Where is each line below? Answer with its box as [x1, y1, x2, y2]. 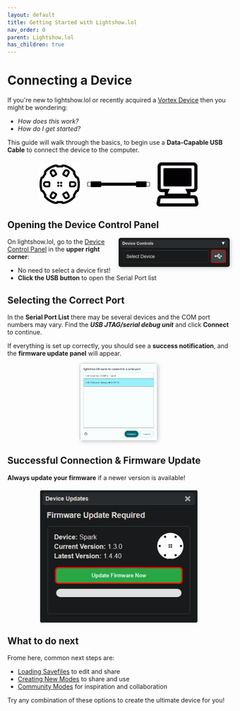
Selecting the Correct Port [7, 294, 125, 306]
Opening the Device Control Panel [7, 219, 160, 231]
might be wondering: [7, 103, 68, 112]
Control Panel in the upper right [7, 245, 100, 253]
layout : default [7, 11, 55, 18]
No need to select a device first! [17, 266, 111, 275]
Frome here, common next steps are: [7, 654, 115, 662]
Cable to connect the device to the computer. [7, 145, 140, 155]
